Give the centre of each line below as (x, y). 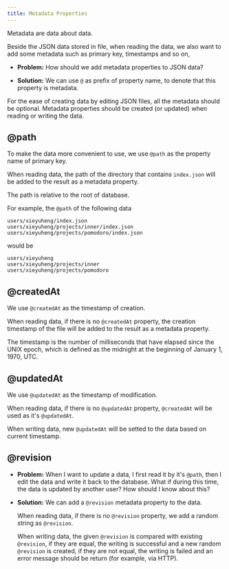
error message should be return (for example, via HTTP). (98, 558)
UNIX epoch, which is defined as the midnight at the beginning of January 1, (115, 350)
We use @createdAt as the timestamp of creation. (76, 308)
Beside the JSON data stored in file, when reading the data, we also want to (114, 46)
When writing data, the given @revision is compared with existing (110, 536)
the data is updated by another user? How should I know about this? (113, 489)
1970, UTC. (23, 357)
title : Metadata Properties (47, 13)
